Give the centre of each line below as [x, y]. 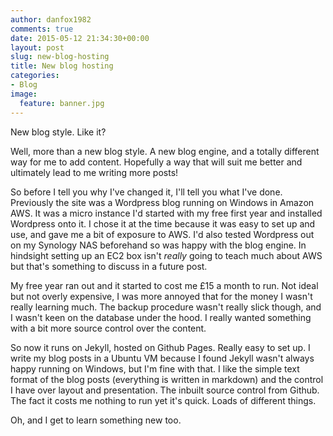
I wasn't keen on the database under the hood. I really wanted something [161, 317]
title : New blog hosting [62, 66]
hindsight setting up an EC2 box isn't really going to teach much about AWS [166, 255]
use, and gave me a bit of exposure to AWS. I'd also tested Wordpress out [162, 234]
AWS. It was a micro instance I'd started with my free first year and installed [166, 213]
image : [24, 94]
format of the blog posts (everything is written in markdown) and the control [167, 379]
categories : [35, 76]
